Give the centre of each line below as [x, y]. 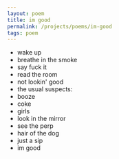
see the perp [35, 126]
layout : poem [26, 13]
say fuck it [32, 67]
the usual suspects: [45, 89]
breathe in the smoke [47, 60]
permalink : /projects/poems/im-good [60, 26]
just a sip [30, 141]
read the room [37, 75]
